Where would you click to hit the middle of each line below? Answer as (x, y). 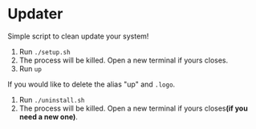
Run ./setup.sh (45, 51)
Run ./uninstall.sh (52, 99)
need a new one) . (48, 116)
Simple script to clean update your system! (78, 36)
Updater (35, 14)
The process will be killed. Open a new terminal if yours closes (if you (133, 108)
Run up (30, 68)
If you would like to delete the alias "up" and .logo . (91, 84)
